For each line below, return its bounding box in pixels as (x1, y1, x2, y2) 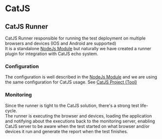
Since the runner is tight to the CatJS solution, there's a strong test (5, 102, 139, 108)
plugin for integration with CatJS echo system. (5, 51, 99, 57)
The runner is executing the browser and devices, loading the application (5, 113, 152, 119)
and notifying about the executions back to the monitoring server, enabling (5, 118, 155, 124)
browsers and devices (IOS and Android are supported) (5, 40, 117, 46)
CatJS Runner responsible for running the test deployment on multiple (5, 35, 146, 41)
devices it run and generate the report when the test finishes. (5, 128, 128, 134)
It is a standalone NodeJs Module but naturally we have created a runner (5, 46, 151, 51)
